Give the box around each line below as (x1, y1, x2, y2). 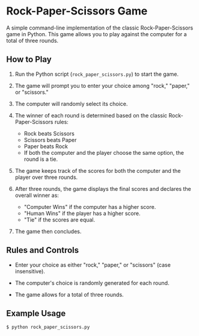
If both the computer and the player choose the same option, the (23, 149, 185, 156)
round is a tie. (23, 155, 58, 163)
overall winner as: (14, 191, 59, 199)
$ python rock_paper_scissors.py (6, 324, 90, 331)
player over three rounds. (14, 173, 78, 181)
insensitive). (14, 267, 45, 275)
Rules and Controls (6, 245, 79, 255)
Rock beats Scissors (23, 129, 75, 137)
